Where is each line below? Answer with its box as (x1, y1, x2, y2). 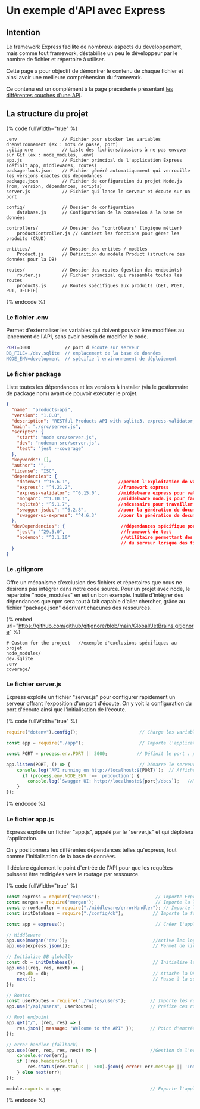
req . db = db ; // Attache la (17, 971, 187, 976)
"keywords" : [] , (11, 457, 52, 463)
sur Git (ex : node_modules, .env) (6, 152, 95, 158)
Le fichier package (6, 369, 61, 378)
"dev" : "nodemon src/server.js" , (17, 440, 100, 446)
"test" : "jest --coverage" (17, 446, 84, 452)
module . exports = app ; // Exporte (6, 1086, 177, 1092)
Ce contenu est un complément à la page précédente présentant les (6, 85, 174, 93)
